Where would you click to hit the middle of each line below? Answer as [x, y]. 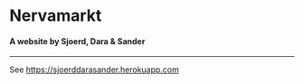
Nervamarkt [56, 16]
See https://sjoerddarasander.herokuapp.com [94, 70]
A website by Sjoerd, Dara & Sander [77, 41]
